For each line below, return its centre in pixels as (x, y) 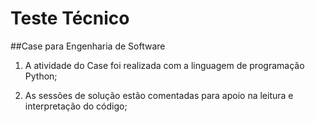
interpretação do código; (76, 106)
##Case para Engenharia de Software (88, 46)
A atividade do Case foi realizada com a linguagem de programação (164, 65)
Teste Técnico (70, 18)
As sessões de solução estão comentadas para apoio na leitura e (159, 95)
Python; (41, 76)
